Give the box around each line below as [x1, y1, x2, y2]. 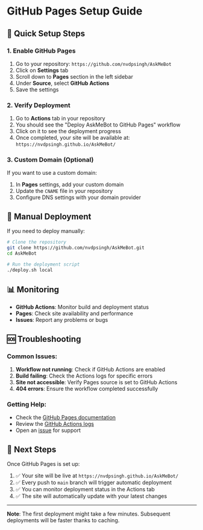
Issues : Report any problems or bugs [15, 316, 108, 324]
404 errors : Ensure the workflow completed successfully [15, 385, 158, 393]
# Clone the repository [7, 239, 67, 246]
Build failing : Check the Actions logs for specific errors [15, 372, 153, 379]
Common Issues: [7, 352, 58, 361]
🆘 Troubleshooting [7, 334, 81, 344]
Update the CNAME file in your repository [15, 188, 113, 195]
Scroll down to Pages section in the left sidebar [15, 73, 133, 80]
